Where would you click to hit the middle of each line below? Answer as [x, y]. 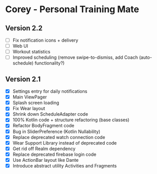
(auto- [146, 57]
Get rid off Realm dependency [44, 149]
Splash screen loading [36, 103]
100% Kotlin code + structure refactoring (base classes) [71, 120]
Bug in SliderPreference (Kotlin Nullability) [56, 131]
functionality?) [50, 63]
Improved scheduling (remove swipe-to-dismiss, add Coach [75, 57]
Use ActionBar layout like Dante [46, 160]
